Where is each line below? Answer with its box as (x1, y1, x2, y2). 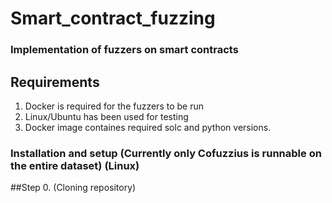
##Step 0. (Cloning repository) (10, 182, 137, 194)
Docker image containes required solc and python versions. (24, 121, 272, 133)
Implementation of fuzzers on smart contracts (10, 43, 239, 57)
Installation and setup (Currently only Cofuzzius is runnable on (10, 146, 322, 160)
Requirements (10, 73, 100, 91)
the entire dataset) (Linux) (10, 158, 140, 172)
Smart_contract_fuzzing (10, 7, 216, 30)
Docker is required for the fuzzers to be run (24, 100, 204, 112)
